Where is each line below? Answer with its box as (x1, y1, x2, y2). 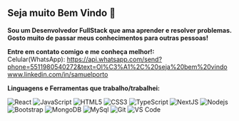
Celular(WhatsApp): (7, 55, 66, 63)
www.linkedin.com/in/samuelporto (7, 70, 108, 78)
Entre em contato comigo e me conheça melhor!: (7, 47, 155, 56)
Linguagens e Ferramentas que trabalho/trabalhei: (7, 83, 161, 93)
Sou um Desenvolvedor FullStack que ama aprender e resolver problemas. (7, 26, 232, 34)
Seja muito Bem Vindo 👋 (7, 7, 116, 19)
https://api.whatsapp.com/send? (66, 55, 163, 63)
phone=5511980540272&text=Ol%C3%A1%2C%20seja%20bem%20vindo (7, 62, 228, 71)
